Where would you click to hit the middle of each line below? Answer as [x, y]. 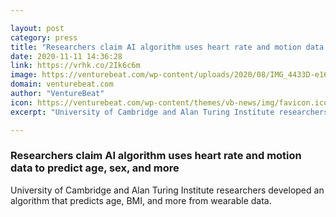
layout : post [37, 28]
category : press [44, 37]
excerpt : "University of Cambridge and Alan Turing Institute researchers [169, 112]
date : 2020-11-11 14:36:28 [66, 56]
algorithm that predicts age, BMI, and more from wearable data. [141, 200]
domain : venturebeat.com [62, 84]
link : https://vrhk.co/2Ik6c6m [75, 66]
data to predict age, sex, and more [95, 168]
